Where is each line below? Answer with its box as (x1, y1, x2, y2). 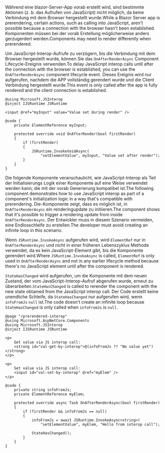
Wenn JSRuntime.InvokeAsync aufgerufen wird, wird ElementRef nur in (5, 237, 146, 243)
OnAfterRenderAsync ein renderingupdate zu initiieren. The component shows (5, 206, 160, 212)
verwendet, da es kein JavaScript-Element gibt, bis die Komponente (5, 247, 143, 253)
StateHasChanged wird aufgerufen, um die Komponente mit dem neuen (5, 273, 147, 278)
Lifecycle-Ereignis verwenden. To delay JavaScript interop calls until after (5, 61, 154, 67)
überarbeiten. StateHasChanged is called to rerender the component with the (5, 283, 158, 289)
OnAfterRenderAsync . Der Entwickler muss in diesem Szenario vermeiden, (5, 217, 154, 223)
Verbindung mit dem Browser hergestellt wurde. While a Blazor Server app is (5, 15, 161, 20)
